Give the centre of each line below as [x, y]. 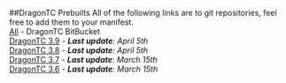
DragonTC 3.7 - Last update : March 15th [83, 60]
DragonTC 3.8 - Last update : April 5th [79, 50]
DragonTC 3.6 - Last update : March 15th [84, 69]
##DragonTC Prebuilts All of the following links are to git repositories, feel [143, 13]
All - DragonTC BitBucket [54, 31]
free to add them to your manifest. [72, 22]
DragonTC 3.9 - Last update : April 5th [79, 41]
